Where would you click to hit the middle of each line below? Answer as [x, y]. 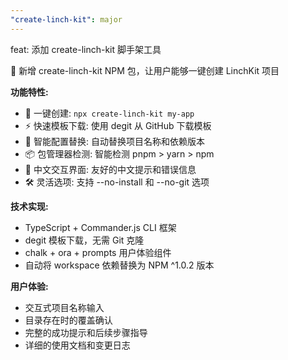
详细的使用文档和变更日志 [77, 345]
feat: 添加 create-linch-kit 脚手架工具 [86, 49]
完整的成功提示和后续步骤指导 [86, 332]
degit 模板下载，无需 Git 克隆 [84, 240]
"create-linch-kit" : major [66, 19]
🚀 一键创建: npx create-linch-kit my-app [109, 113]
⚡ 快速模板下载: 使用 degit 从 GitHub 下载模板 [118, 125]
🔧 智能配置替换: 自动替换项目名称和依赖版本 [114, 141]
